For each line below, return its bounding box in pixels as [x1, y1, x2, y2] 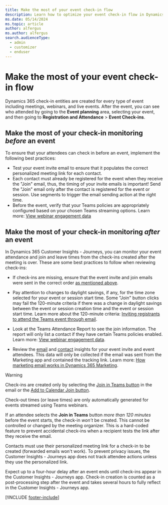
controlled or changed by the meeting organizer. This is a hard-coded [5, 423, 148, 429]
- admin [9, 40, 26, 45]
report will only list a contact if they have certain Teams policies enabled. [12, 331, 163, 337]
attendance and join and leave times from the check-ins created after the [5, 254, 155, 260]
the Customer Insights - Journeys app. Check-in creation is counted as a [5, 474, 155, 480]
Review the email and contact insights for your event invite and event [12, 346, 155, 352]
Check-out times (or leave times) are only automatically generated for [5, 397, 149, 403]
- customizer [9, 45, 37, 50]
